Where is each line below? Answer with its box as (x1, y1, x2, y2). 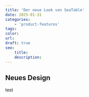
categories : (5, 17, 30, 22)
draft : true (5, 41, 30, 46)
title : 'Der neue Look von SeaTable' (5, 7, 85, 13)
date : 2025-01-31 (5, 12, 42, 17)
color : (5, 31, 19, 36)
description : (14, 54, 42, 60)
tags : (5, 26, 17, 31)
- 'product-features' (14, 21, 60, 27)
